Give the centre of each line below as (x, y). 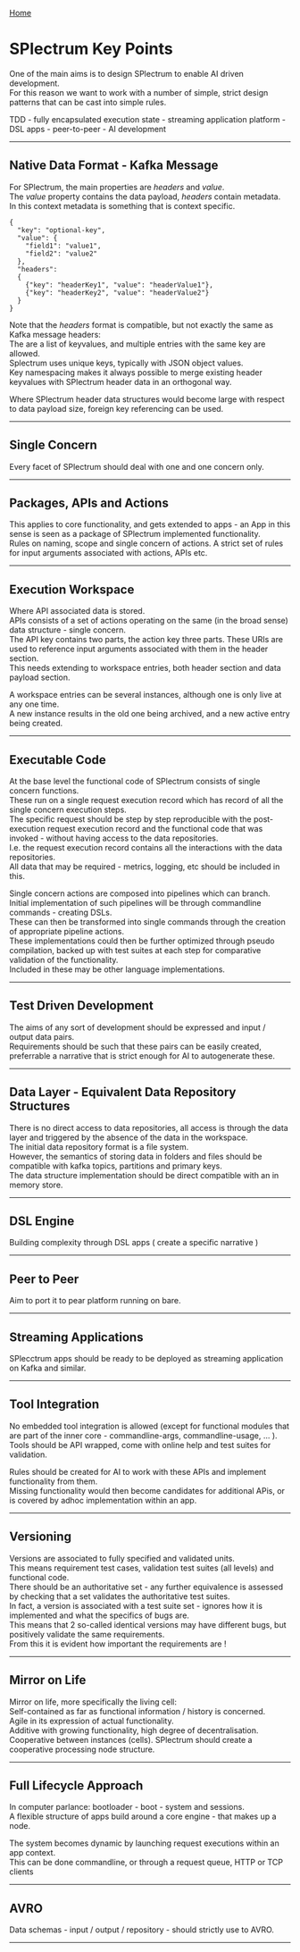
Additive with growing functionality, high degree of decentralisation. (134, 1730)
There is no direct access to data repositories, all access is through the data (149, 1127)
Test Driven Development (81, 1005)
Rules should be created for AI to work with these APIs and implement (138, 1471)
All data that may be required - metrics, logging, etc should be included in (145, 867)
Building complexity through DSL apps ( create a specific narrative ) (134, 1243)
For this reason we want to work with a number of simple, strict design (139, 92)
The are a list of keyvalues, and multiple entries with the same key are (137, 344)
